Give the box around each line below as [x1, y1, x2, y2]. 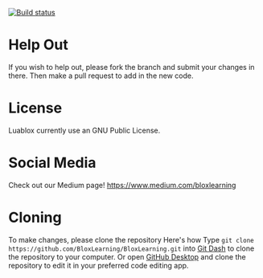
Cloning [8, 209, 62, 227]
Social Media [8, 153, 97, 172]
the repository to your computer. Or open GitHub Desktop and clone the [8, 251, 247, 261]
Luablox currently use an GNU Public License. [8, 125, 161, 135]
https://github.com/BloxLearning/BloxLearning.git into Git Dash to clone [8, 243, 255, 253]
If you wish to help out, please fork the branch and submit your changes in [8, 62, 255, 72]
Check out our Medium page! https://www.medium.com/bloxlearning [8, 180, 236, 190]
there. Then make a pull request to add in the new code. [8, 71, 194, 80]
